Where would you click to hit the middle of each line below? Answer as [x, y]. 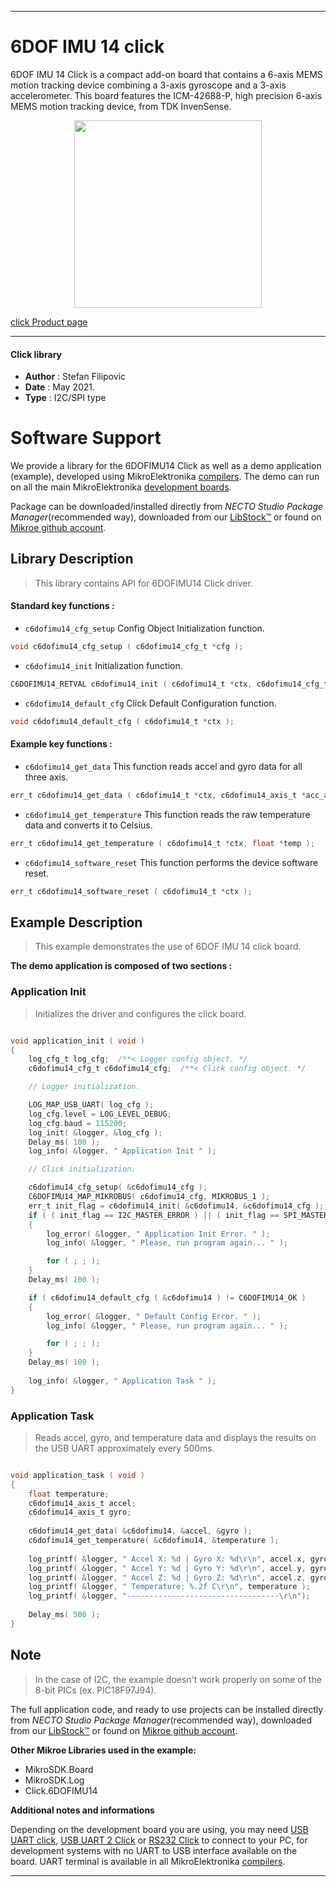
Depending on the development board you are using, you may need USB [159, 1829]
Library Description [72, 559]
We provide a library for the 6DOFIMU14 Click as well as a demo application [166, 466]
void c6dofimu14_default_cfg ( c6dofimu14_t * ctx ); [122, 721]
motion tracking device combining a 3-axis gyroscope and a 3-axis [148, 85]
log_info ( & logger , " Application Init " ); [122, 1151]
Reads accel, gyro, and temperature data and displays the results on [175, 1437]
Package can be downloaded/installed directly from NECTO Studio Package [167, 507]
